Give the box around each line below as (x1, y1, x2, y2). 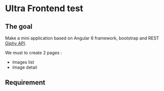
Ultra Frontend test (5, 3, 83, 14)
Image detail (12, 64, 38, 70)
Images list (12, 59, 34, 65)
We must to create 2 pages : (5, 50, 62, 55)
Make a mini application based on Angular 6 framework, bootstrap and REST (5, 35, 160, 41)
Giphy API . (5, 40, 26, 46)
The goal (5, 22, 33, 31)
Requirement (5, 78, 46, 87)
